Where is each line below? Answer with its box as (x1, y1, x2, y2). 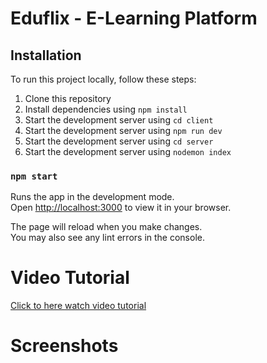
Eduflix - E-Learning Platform (10, 7, 258, 30)
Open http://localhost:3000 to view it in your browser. (10, 202, 232, 214)
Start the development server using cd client (24, 114, 214, 126)
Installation (10, 47, 82, 64)
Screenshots (10, 335, 119, 357)
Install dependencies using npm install (24, 103, 188, 115)
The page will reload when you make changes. (10, 221, 203, 233)
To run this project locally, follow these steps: (10, 73, 197, 85)
